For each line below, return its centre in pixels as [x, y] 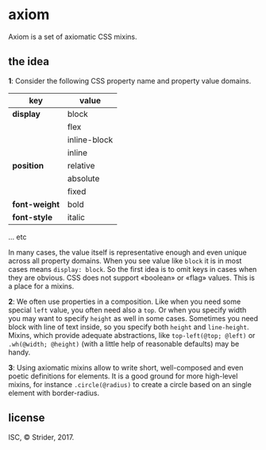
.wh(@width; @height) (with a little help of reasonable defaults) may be [124, 343]
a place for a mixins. [41, 286]
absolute [83, 178]
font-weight [36, 204]
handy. [19, 352]
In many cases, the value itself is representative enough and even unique [128, 252]
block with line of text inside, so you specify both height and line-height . [129, 327]
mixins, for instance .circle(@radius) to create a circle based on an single [130, 384]
